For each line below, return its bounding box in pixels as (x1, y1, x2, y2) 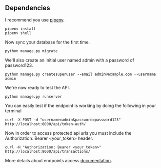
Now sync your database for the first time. (5, 39, 90, 45)
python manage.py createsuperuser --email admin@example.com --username (5, 72, 156, 77)
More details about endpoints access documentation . (5, 157, 112, 163)
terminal (5, 107, 22, 114)
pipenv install (5, 26, 36, 31)
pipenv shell (5, 30, 32, 36)
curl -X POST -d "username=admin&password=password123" (5, 117, 121, 122)
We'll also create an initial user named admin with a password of (5, 57, 134, 63)
